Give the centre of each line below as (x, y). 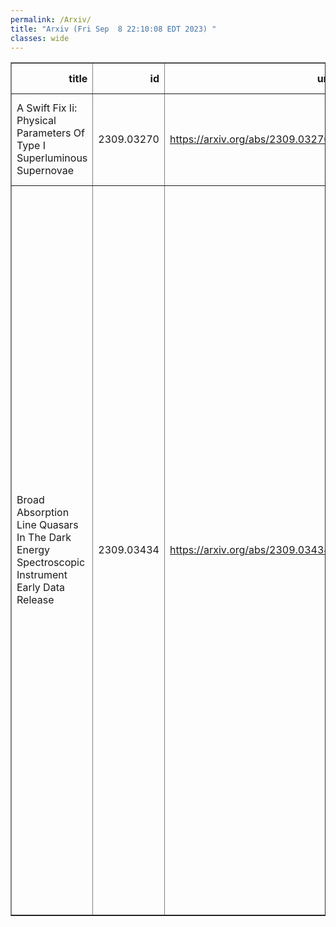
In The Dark (44, 538)
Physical (36, 121)
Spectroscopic (51, 563)
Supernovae (45, 171)
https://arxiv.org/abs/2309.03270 (250, 139)
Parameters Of (50, 133)
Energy (33, 550)
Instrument (42, 575)
